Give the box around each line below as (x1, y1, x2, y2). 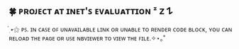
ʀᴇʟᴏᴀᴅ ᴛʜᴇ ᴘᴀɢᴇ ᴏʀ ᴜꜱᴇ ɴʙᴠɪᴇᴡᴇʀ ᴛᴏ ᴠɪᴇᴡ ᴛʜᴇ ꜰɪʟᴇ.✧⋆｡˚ (9, 33, 166, 42)
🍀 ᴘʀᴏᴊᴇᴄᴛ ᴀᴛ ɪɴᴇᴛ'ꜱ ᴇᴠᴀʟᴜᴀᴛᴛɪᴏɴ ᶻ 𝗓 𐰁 (9, 5, 173, 17)
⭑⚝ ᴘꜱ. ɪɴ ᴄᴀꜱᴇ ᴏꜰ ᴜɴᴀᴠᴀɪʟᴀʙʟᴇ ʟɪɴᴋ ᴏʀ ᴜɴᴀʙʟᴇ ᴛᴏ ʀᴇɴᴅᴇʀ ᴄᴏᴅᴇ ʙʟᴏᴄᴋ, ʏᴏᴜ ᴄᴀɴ (10, 25, 233, 33)
